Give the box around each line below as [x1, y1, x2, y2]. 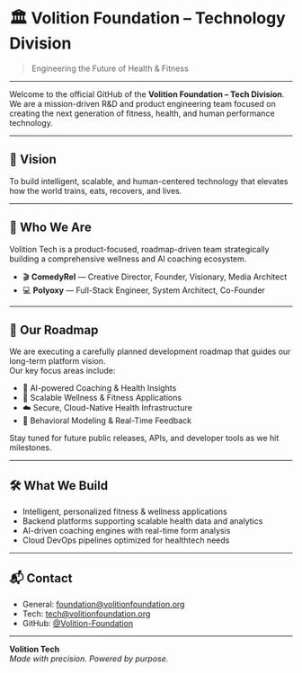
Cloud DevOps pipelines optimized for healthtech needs [22, 535, 230, 545]
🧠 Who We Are [9, 220, 92, 235]
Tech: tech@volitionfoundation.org [22, 608, 151, 619]
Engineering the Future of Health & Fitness [31, 63, 189, 74]
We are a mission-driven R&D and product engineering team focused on [9, 98, 276, 109]
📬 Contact [9, 571, 73, 586]
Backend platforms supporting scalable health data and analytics [22, 516, 263, 527]
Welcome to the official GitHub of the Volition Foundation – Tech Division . [9, 88, 285, 100]
